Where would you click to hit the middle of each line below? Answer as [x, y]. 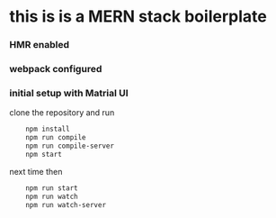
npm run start [52, 188]
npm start [44, 154]
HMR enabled [40, 45]
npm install [48, 129]
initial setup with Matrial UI [69, 93]
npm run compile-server [70, 146]
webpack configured [56, 69]
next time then [36, 171]
